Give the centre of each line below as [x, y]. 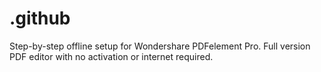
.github [40, 18]
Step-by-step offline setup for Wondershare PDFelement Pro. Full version [160, 46]
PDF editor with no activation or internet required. [111, 56]
